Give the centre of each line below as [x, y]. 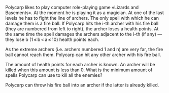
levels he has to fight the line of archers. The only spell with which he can [82, 18]
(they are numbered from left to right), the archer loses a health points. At [82, 29]
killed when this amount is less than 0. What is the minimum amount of [79, 70]
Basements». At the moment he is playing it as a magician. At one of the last [84, 13]
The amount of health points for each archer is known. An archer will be [80, 64]
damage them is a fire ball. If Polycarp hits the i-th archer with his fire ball [82, 23]
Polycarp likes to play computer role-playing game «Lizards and [72, 7]
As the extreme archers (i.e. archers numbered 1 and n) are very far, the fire [84, 49]
